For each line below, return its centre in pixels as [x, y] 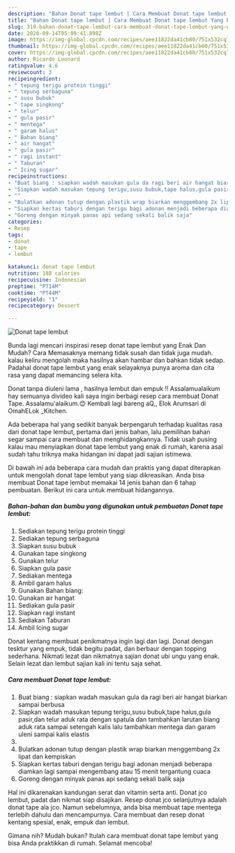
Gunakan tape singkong [52, 554]
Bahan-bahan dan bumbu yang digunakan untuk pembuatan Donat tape [116, 506]
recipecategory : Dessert [44, 306]
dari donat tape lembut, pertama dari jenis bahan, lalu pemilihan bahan [109, 432]
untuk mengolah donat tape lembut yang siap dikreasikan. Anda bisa [106, 475]
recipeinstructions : [38, 176]
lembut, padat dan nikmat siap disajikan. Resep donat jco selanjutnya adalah [117, 800]
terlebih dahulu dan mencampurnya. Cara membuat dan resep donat [106, 815]
